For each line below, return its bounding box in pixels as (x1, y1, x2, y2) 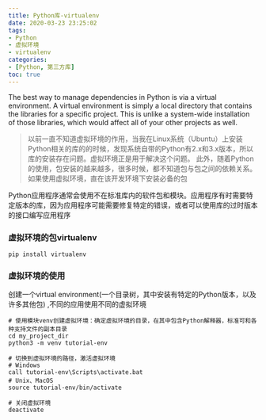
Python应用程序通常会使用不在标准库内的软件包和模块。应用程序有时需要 (8, 190, 247, 200)
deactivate (8, 406, 44, 414)
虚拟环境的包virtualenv (8, 231, 97, 242)
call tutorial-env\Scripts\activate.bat (8, 368, 144, 376)
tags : (8, 26, 26, 34)
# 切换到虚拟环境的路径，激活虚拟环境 (8, 354, 116, 363)
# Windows (8, 361, 41, 369)
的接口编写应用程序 (8, 210, 71, 220)
